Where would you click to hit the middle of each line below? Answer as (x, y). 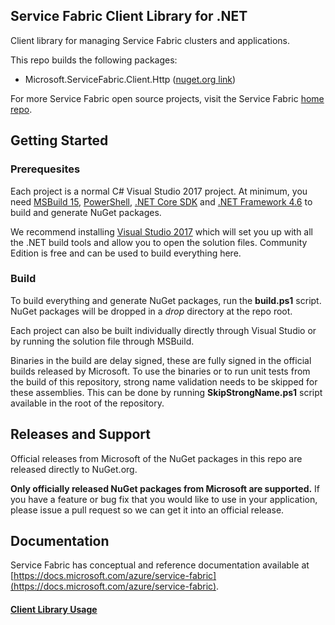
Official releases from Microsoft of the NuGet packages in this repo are (156, 458)
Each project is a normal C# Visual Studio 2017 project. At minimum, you (159, 191)
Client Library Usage (54, 610)
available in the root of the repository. (87, 403)
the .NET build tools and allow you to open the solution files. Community (159, 242)
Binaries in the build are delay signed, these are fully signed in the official (161, 360)
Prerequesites (45, 169)
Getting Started (59, 140)
